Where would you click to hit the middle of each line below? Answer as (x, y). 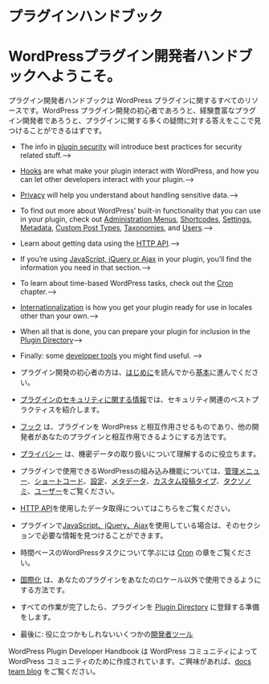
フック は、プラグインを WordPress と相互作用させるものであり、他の (136, 427)
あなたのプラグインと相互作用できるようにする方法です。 (136, 437)
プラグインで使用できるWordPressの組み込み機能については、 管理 (129, 471)
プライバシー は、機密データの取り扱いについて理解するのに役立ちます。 (140, 454)
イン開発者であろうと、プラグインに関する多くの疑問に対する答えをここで (131, 121)
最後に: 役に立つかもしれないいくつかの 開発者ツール (106, 634)
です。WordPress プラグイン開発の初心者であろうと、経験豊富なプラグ (139, 110)
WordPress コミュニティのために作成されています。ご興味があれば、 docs (130, 661)
